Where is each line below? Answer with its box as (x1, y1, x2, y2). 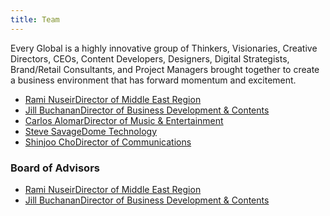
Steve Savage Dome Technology (24, 125, 158, 137)
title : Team (10, 14, 60, 25)
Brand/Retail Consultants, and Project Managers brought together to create (10, 63, 320, 75)
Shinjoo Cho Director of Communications (24, 136, 192, 148)
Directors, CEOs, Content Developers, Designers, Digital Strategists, (10, 52, 290, 65)
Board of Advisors (10, 161, 100, 175)
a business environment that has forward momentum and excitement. (10, 74, 297, 86)
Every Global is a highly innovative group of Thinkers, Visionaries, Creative (10, 42, 318, 54)
